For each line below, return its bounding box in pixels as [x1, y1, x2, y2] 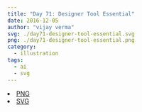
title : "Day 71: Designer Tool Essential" [7, 10, 135, 18]
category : [7, 43, 37, 50]
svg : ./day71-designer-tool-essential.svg [7, 30, 135, 38]
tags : [7, 57, 23, 64]
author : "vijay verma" [7, 23, 75, 30]
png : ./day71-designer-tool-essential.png [7, 37, 135, 44]
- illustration [13, 50, 59, 57]
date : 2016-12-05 [7, 17, 59, 24]
